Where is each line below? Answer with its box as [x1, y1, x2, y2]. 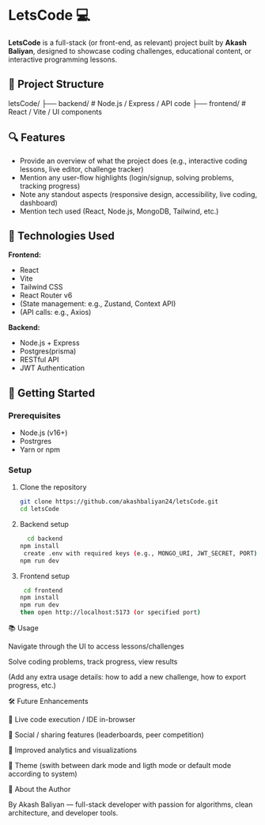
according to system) [8, 769, 78, 779]
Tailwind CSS [19, 282, 63, 292]
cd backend [27, 535, 63, 543]
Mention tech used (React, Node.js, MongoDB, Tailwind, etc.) [19, 206, 219, 216]
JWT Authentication [19, 363, 85, 373]
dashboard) [19, 198, 58, 207]
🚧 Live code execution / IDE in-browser [8, 715, 136, 725]
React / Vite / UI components [8, 107, 103, 116]
